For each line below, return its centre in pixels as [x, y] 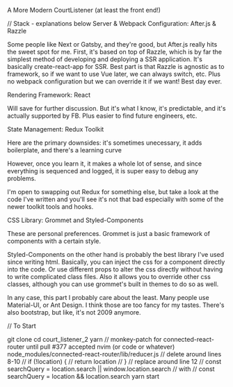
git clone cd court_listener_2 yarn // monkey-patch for [85, 339]
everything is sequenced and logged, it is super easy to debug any [103, 171]
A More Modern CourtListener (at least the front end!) [84, 10]
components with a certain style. [54, 241]
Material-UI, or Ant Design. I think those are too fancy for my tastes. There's [116, 305]
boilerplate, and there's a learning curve [64, 150]
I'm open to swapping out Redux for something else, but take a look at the [113, 192]
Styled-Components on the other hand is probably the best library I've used [116, 254]
